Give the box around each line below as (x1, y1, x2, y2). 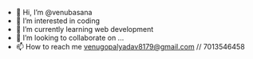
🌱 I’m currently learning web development (15, 25, 154, 33)
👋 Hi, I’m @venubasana (15, 8, 93, 17)
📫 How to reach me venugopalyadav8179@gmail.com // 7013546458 (15, 42, 245, 51)
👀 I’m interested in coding (15, 16, 101, 26)
